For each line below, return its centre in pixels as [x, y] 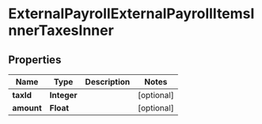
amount [27, 108]
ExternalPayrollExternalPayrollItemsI [131, 14]
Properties [35, 60]
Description [108, 82]
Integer [63, 95]
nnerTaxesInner [61, 30]
